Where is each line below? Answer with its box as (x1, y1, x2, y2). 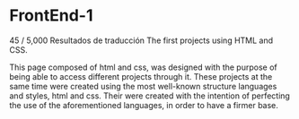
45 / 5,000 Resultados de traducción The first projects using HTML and (9, 35, 274, 46)
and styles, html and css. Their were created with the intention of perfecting (9, 90, 290, 101)
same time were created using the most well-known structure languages (9, 81, 277, 91)
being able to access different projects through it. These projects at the (9, 71, 273, 81)
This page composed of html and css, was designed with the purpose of (9, 62, 277, 72)
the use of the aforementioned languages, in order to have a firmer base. (9, 99, 278, 110)
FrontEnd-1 (9, 5, 93, 26)
